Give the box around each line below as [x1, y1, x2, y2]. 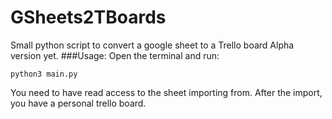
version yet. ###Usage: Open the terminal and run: [10, 49, 220, 61]
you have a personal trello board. [10, 97, 147, 109]
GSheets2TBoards [10, 6, 167, 29]
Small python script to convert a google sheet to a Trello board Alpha [10, 39, 295, 51]
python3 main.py [10, 69, 78, 79]
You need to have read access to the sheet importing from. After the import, [10, 86, 323, 98]
